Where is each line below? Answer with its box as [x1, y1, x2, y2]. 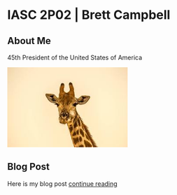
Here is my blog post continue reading [7, 179, 118, 188]
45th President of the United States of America [7, 53, 143, 62]
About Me [7, 35, 51, 47]
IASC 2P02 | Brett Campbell [7, 7, 171, 23]
